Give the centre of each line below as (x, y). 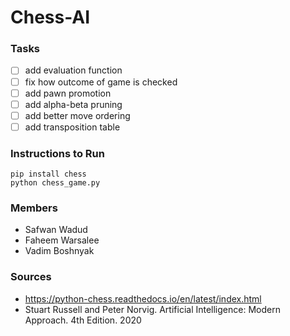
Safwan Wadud (56, 230)
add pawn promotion (68, 93)
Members (34, 208)
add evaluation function (73, 70)
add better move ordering (77, 115)
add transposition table (72, 127)
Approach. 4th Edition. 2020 (83, 320)
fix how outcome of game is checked (101, 82)
